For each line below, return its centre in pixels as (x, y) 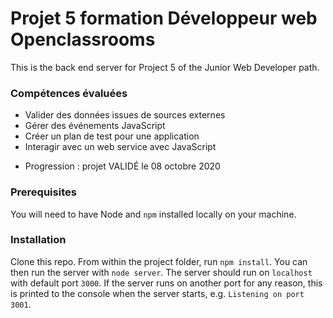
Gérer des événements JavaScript (95, 126)
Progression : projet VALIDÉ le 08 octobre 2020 (122, 166)
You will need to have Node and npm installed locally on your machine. (153, 214)
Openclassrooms (83, 39)
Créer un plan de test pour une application (112, 136)
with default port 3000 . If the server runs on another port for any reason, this (166, 283)
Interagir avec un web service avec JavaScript (120, 147)
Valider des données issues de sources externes (125, 115)
